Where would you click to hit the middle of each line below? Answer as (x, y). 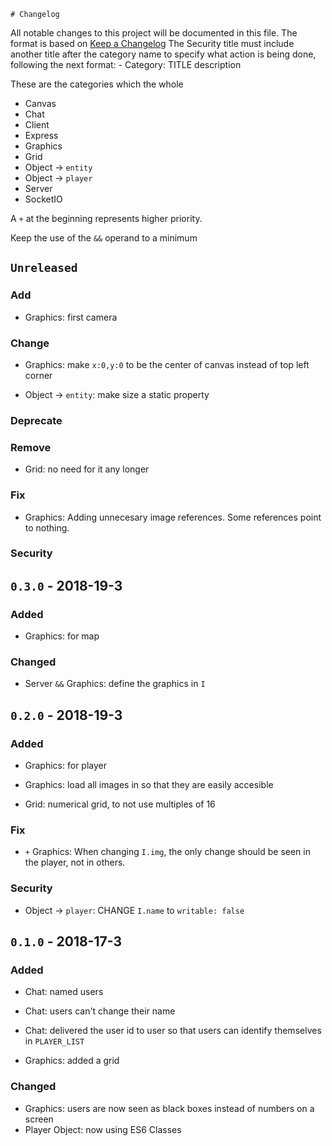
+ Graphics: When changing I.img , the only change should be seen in (167, 852)
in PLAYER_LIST (54, 1041)
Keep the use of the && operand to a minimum (104, 238)
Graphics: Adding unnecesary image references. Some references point (173, 517)
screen (39, 1119)
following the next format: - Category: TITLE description (126, 64)
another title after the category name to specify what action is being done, (163, 54)
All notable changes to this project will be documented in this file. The (154, 33)
